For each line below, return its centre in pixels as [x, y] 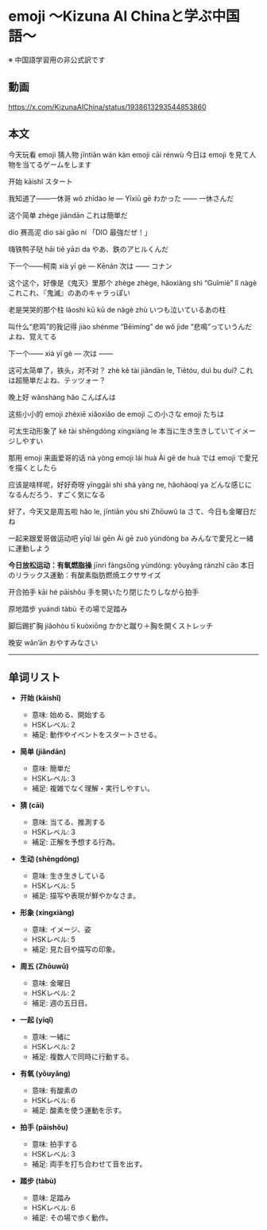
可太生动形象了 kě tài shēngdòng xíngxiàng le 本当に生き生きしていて [122, 431]
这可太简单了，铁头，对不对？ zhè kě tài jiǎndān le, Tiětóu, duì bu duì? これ [131, 370]
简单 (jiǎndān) [43, 751]
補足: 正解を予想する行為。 [75, 842]
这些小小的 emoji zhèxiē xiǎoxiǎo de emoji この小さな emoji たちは [116, 413]
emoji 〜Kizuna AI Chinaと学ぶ [110, 16]
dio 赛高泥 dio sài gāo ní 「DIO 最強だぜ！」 [80, 232]
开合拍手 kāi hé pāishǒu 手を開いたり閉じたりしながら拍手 [104, 592]
